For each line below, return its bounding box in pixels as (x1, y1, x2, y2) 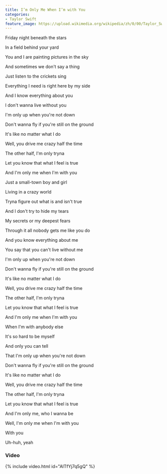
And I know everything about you (5, 93, 73, 98)
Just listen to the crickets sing (5, 73, 67, 80)
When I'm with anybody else (5, 324, 64, 330)
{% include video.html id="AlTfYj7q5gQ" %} (5, 463, 95, 469)
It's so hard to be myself (5, 334, 55, 340)
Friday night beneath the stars (5, 35, 67, 41)
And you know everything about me (5, 237, 79, 243)
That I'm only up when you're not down (5, 353, 85, 359)
